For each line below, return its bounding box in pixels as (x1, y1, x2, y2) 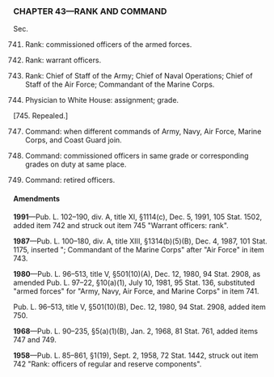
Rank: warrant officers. (24, 55, 102, 66)
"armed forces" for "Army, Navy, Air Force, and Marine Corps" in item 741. (13, 286, 259, 296)
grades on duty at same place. (24, 159, 127, 169)
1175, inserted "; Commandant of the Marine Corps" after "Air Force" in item (13, 244, 265, 254)
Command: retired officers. (24, 176, 116, 185)
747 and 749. (13, 334, 57, 345)
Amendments (13, 193, 60, 203)
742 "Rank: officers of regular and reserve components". (13, 358, 202, 369)
